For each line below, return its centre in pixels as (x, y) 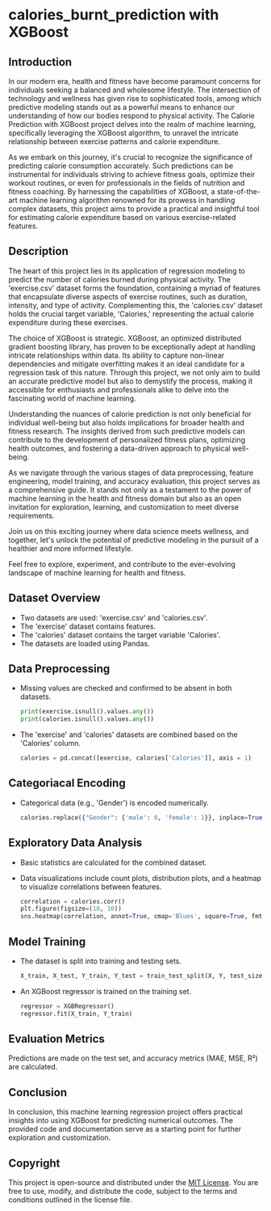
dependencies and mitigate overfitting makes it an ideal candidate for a (127, 364)
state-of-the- (238, 191)
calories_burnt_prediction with (114, 15)
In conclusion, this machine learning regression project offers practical (126, 1112)
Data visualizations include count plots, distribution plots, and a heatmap (141, 878)
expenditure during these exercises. (68, 322)
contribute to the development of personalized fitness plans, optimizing (127, 439)
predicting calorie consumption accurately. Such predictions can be (121, 166)
